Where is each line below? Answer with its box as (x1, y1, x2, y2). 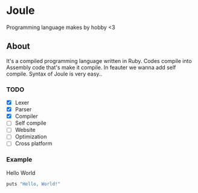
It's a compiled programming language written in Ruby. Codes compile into (6, 57, 192, 64)
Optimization (14, 133, 47, 140)
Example (6, 155, 33, 164)
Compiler (14, 113, 38, 120)
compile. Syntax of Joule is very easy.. (6, 70, 103, 77)
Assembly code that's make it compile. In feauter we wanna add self (6, 64, 176, 71)
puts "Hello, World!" (6, 181, 61, 187)
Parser (14, 106, 32, 113)
